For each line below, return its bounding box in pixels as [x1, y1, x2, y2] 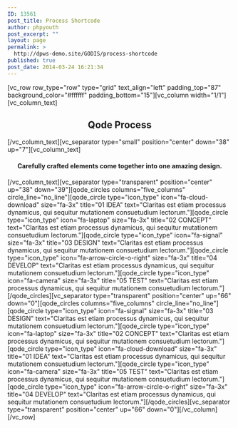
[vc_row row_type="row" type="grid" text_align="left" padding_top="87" [7, 83, 222, 91]
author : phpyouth [7, 24, 59, 31]
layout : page [7, 37, 46, 44]
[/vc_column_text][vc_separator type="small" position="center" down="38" [7, 138, 230, 146]
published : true [7, 57, 56, 64]
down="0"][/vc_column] [146, 404, 218, 414]
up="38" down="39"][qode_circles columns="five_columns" [7, 185, 185, 193]
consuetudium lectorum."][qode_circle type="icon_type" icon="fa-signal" [7, 230, 223, 239]
